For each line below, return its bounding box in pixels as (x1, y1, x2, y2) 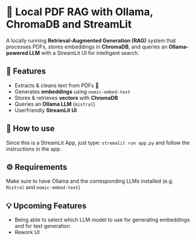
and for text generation (14, 222, 70, 229)
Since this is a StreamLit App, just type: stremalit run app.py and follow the (6, 139, 190, 146)
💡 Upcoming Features (6, 201, 87, 211)
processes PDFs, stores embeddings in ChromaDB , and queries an (6, 43, 168, 50)
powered (6, 49, 28, 56)
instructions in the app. (6, 145, 61, 152)
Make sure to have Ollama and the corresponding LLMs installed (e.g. (6, 178, 174, 185)
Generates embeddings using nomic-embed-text (14, 88, 130, 95)
